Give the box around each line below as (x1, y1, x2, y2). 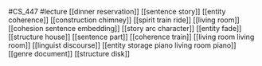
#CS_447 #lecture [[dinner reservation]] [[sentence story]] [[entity (8, 7, 226, 16)
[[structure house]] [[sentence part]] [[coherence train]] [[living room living (8, 32, 255, 41)
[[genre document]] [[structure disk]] (8, 49, 130, 58)
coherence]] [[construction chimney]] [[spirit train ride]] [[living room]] (8, 15, 240, 25)
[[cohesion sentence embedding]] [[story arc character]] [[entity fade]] (8, 24, 242, 33)
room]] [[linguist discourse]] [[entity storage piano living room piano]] (8, 41, 237, 50)
